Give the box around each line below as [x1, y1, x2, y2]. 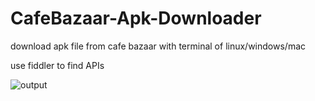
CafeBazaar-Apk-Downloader [10, 7, 262, 30]
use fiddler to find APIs [10, 59, 105, 71]
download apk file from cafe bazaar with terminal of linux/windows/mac [10, 40, 307, 52]
